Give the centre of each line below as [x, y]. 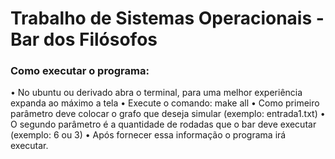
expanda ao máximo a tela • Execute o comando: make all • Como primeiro [165, 103]
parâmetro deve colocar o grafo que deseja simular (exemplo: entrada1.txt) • [168, 114]
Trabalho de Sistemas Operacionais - [167, 18]
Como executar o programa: [80, 71]
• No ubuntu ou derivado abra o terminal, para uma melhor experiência [156, 93]
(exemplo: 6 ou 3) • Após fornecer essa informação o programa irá [148, 135]
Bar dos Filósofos [84, 39]
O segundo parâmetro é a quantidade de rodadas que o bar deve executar [163, 124]
